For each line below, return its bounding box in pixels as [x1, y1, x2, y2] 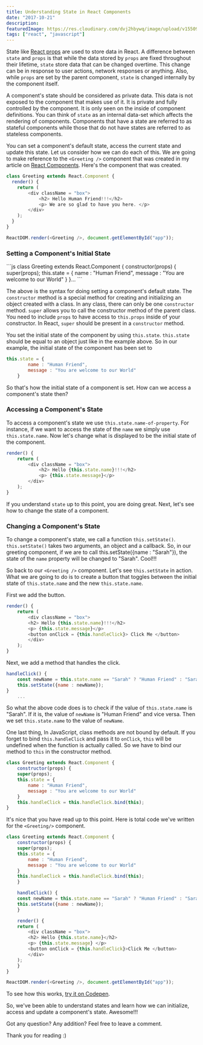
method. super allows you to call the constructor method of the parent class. [6, 307, 196, 314]
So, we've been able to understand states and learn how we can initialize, [6, 1002, 189, 1009]
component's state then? [6, 390, 68, 397]
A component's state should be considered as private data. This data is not [6, 92, 193, 99]
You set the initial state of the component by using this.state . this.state [6, 331, 190, 339]
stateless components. [6, 131, 63, 138]
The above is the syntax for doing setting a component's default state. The [6, 288, 192, 295]
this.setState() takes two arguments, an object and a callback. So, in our [6, 542, 192, 550]
